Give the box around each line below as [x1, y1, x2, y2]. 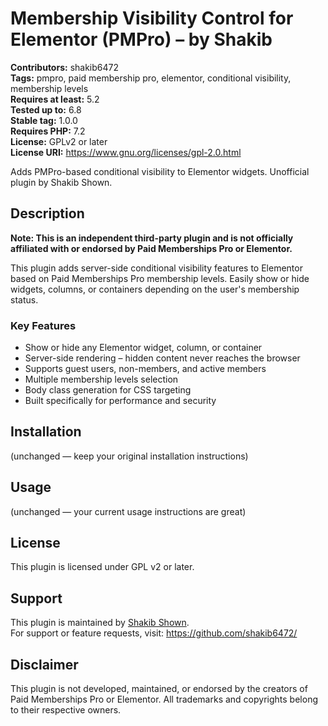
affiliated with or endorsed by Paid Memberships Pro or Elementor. [10, 242, 293, 254]
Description [10, 205, 85, 222]
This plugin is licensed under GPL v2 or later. [10, 561, 195, 573]
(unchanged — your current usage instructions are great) [10, 505, 247, 517]
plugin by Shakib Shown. [10, 176, 113, 188]
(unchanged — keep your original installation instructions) [10, 450, 249, 462]
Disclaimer [10, 656, 79, 673]
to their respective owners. [10, 704, 122, 716]
